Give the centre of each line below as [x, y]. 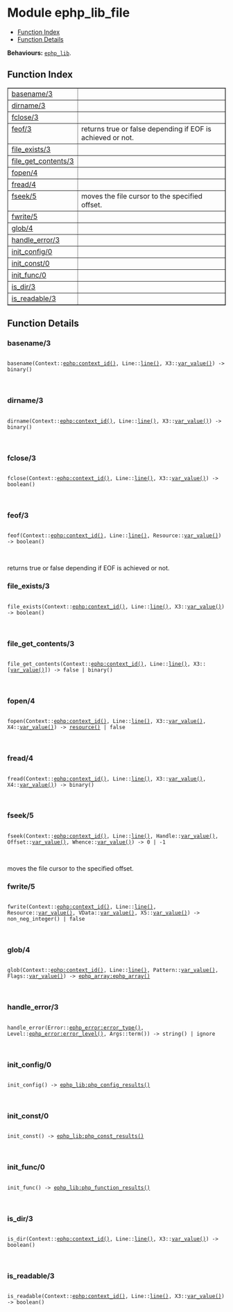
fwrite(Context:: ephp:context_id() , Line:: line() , [82, 907]
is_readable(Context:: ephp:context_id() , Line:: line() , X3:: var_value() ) [116, 1296]
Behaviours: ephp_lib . [39, 53]
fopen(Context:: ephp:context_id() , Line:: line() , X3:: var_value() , [107, 722]
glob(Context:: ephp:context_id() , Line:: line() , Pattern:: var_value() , [113, 970]
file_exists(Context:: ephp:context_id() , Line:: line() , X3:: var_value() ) [116, 606]
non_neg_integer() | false [46, 919]
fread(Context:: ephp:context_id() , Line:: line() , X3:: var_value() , [107, 778]
